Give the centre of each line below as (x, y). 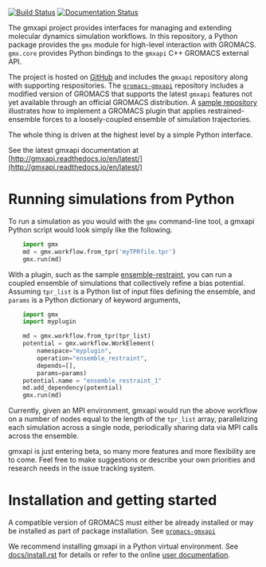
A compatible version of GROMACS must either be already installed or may (131, 522)
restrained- (226, 111)
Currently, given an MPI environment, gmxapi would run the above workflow (133, 411)
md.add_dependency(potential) (73, 388)
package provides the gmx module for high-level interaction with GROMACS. (132, 45)
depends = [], (57, 366)
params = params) (62, 373)
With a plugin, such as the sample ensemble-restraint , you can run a (120, 274)
